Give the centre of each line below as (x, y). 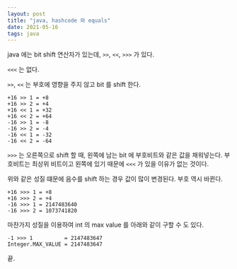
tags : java (23, 34)
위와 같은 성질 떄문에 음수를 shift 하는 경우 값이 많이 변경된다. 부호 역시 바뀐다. (115, 179)
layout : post (27, 14)
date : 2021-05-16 (33, 27)
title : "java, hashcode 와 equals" (59, 20)
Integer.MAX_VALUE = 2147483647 (55, 244)
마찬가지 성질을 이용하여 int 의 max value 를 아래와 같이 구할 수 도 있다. (105, 225)
